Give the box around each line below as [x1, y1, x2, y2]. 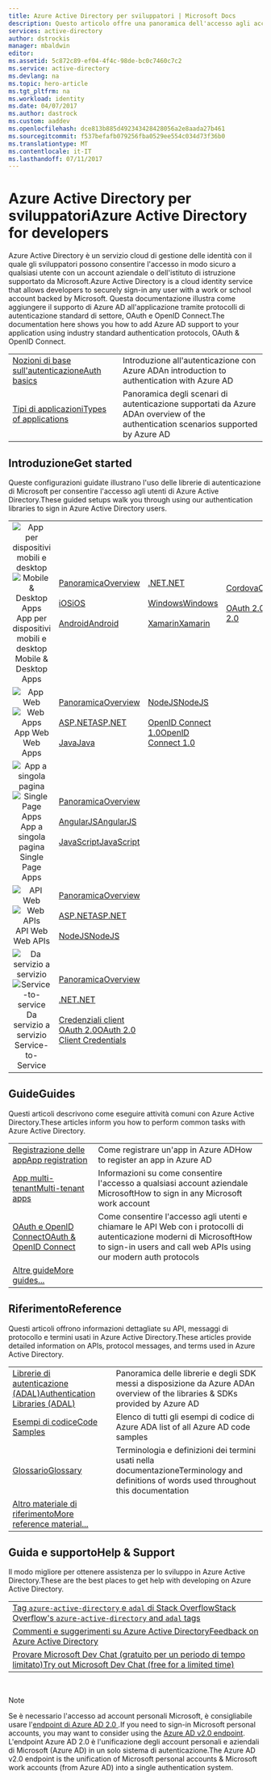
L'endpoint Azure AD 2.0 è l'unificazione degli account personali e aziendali [8, 1737, 260, 1747]
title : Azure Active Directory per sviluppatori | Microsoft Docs [8, 11, 236, 20]
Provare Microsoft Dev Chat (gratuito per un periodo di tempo [12, 1649, 246, 1660]
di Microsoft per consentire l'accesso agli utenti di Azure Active [8, 486, 219, 496]
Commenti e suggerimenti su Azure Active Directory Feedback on [12, 1625, 259, 1637]
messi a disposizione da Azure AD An [115, 1377, 256, 1388]
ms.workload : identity [8, 95, 85, 103]
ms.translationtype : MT [8, 139, 89, 148]
